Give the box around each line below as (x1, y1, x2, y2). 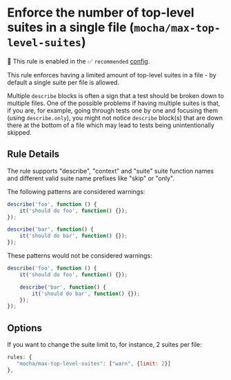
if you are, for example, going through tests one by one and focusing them (7, 106, 219, 115)
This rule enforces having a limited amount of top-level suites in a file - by (7, 70, 217, 79)
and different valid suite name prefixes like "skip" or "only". (7, 174, 174, 182)
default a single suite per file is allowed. (7, 78, 119, 86)
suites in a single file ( (7, 19, 134, 35)
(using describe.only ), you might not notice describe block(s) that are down (7, 113, 223, 122)
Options (7, 322, 43, 334)
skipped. (7, 128, 32, 136)
